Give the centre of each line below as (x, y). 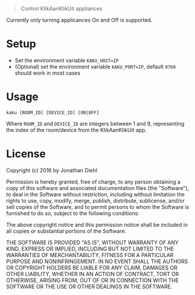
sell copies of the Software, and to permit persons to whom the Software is (98, 207)
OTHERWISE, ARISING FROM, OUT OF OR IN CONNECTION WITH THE (92, 280)
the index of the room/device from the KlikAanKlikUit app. (76, 130)
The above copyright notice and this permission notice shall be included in (97, 225)
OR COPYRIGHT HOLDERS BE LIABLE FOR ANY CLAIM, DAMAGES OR (92, 267)
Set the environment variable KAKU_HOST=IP (67, 60)
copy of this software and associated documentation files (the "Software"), (98, 188)
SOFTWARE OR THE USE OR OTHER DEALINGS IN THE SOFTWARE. (89, 286)
